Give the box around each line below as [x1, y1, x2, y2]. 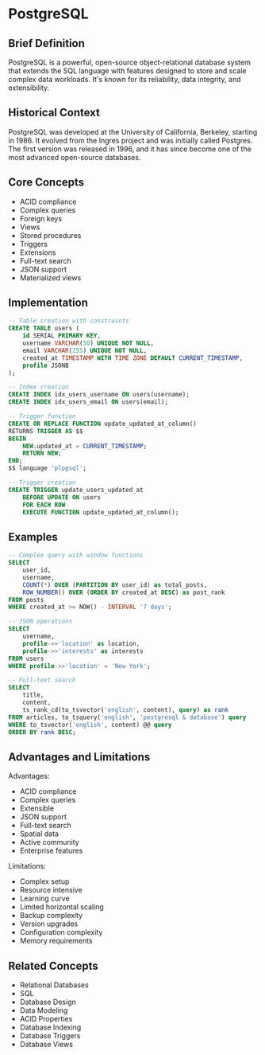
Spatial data [19, 829, 60, 838]
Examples [8, 530, 58, 544]
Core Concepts [8, 176, 85, 190]
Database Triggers [19, 1031, 81, 1040]
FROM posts [8, 596, 44, 604]
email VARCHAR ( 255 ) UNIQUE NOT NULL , [22, 346, 148, 354]
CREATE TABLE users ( [8, 324, 80, 333]
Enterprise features [19, 846, 83, 856]
